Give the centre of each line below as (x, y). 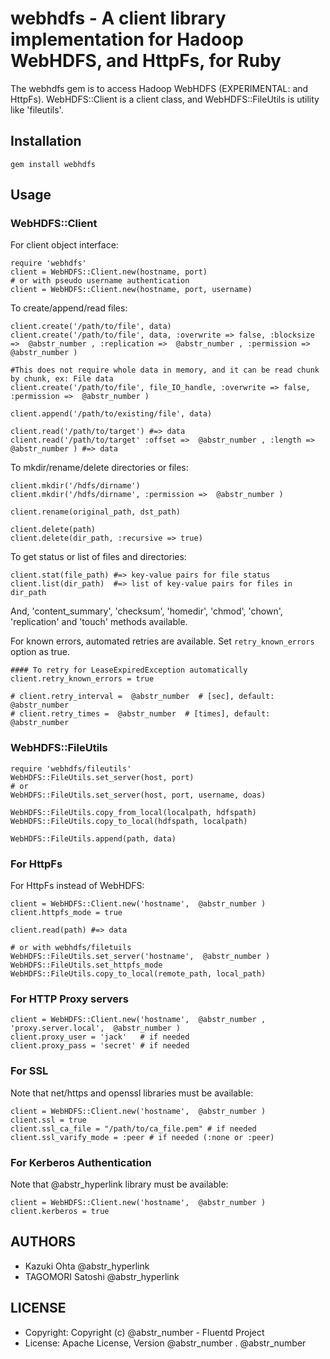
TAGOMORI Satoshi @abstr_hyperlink (102, 1276)
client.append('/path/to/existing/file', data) (111, 414)
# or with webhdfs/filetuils (71, 948)
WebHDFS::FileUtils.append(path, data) (93, 838)
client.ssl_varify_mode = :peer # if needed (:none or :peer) (142, 1137)
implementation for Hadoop (127, 39)
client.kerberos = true (60, 1211)
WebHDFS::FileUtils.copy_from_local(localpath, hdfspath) (133, 812)
